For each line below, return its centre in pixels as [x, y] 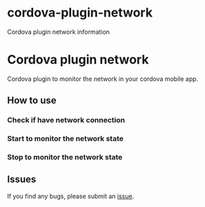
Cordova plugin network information [59, 32]
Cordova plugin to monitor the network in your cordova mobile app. [103, 79]
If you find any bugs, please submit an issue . [71, 196]
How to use [32, 100]
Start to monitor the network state [66, 139]
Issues [22, 180]
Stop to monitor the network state [65, 157]
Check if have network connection [66, 120]
